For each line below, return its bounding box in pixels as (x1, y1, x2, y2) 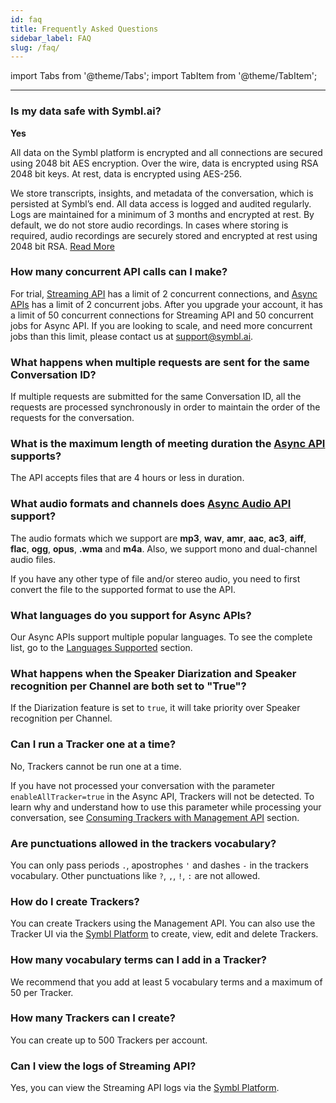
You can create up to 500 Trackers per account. (10, 1034, 208, 1046)
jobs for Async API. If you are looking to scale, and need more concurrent (10, 319, 313, 331)
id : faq (10, 14, 43, 25)
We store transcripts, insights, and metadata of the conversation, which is (10, 187, 314, 199)
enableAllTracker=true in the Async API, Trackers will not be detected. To (10, 790, 315, 802)
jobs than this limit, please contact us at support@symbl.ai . (10, 330, 254, 342)
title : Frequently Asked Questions (10, 24, 159, 34)
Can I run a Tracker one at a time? (10, 737, 177, 751)
